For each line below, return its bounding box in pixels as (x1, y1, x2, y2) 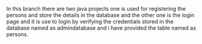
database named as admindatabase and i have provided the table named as (6, 24, 197, 31)
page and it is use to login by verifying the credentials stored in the (6, 18, 174, 25)
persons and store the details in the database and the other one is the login (6, 11, 195, 19)
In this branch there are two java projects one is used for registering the (6, 5, 186, 12)
